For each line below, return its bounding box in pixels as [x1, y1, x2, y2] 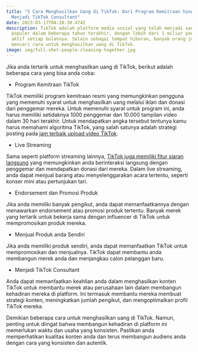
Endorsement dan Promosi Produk [14, 189, 98, 196]
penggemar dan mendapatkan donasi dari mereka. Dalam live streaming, [6, 165, 183, 172]
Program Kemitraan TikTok [14, 81, 80, 88]
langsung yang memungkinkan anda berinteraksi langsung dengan [6, 159, 168, 166]
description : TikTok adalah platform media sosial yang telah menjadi [6, 25, 183, 31]
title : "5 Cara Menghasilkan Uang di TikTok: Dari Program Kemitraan [6, 8, 181, 15]
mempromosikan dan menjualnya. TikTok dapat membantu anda [6, 248, 162, 255]
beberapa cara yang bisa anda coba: [6, 69, 95, 77]
